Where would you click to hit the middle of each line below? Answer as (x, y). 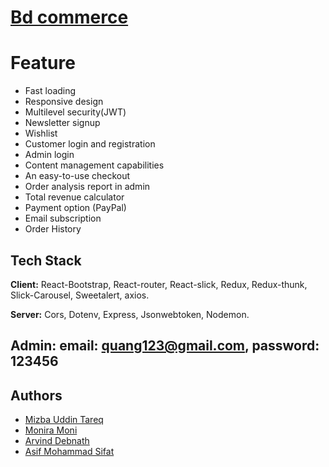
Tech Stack (46, 260)
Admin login (49, 155)
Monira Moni (51, 430)
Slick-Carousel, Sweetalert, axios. (80, 295)
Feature (43, 63)
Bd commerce (69, 17)
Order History (53, 229)
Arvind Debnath (57, 441)
